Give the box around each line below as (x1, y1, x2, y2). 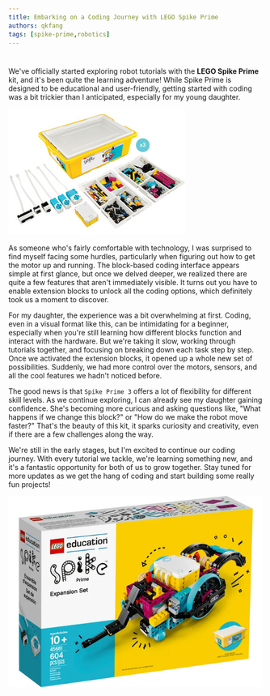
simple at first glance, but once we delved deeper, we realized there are (8, 268, 248, 279)
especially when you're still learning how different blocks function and (8, 327, 243, 337)
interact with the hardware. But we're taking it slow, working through (8, 336, 236, 346)
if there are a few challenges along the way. (8, 429, 154, 439)
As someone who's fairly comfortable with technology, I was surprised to (8, 243, 252, 253)
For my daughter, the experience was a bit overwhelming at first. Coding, (8, 310, 251, 320)
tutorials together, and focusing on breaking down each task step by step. (8, 344, 255, 354)
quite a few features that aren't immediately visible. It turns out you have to (8, 277, 258, 287)
